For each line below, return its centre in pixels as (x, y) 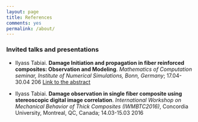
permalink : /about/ (31, 29)
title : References (29, 17)
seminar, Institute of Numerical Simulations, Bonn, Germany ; (90, 75)
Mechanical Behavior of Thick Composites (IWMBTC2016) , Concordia (101, 106)
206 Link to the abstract (61, 82)
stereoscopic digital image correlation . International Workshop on (98, 100)
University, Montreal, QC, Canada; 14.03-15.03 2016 (79, 112)
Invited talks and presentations (53, 50)
